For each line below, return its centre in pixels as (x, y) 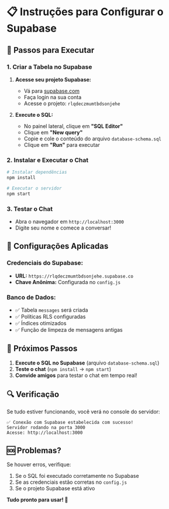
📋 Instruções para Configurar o (85, 12)
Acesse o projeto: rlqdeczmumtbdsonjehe (72, 103)
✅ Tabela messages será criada (51, 310)
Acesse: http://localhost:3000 (45, 433)
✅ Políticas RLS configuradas (50, 316)
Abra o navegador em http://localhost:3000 (70, 221)
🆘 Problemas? (34, 450)
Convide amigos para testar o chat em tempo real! (76, 375)
